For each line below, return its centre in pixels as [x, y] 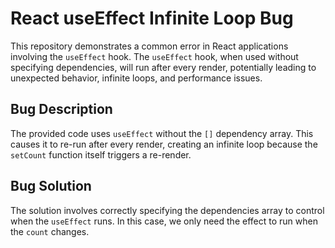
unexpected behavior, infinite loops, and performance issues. [136, 78]
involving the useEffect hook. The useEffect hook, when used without [154, 56]
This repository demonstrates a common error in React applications [149, 46]
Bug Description [61, 109]
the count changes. [50, 231]
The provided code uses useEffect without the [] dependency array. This [162, 133]
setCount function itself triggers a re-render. [101, 154]
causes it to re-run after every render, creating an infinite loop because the [164, 144]
